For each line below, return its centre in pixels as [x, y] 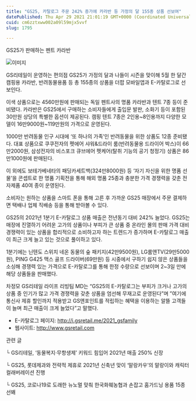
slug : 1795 [19, 28]
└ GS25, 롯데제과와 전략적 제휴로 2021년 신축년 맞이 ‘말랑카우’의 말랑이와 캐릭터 [98, 365]
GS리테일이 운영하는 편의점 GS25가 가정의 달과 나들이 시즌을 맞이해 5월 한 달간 [96, 75]
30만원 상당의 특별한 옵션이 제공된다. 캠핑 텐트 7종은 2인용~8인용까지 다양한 [93, 117]
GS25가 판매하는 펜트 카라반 [38, 50]
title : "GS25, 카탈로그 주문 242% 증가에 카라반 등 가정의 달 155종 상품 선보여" [94, 11]
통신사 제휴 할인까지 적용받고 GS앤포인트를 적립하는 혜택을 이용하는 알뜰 [88, 301]
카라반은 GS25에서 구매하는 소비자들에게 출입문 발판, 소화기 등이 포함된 [104, 109]
